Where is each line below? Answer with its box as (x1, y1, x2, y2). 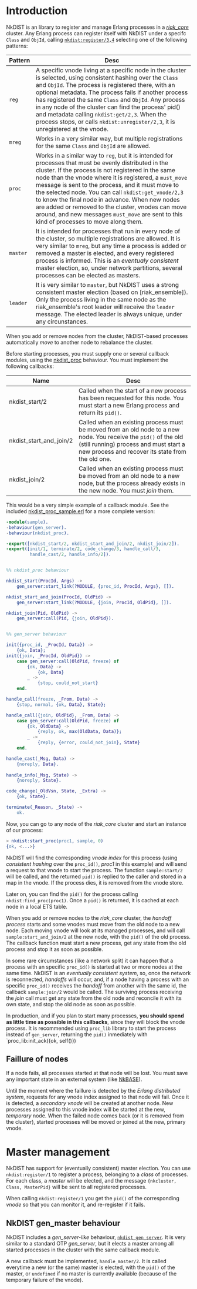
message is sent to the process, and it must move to (35, 180, 179, 189)
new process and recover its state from (79, 447, 186, 456)
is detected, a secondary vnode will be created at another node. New (6, 1100, 174, 1107)
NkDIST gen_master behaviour (6, 1218, 121, 1228)
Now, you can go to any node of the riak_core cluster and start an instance (6, 820, 186, 827)
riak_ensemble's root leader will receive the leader (35, 303, 175, 311)
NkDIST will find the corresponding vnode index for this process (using (6, 854, 178, 861)
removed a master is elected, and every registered (35, 249, 174, 257)
